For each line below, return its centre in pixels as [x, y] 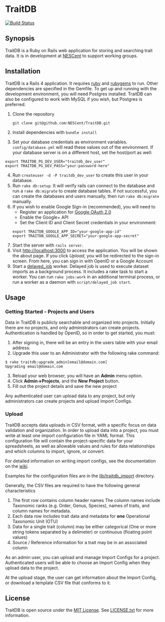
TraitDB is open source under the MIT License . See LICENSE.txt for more [79, 610]
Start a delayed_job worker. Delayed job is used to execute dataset [81, 266]
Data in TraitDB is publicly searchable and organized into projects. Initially [80, 322]
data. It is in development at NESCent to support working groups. [72, 56]
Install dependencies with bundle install [55, 132]
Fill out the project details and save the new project [64, 386]
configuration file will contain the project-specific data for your [69, 440]
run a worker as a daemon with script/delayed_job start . [72, 282]
